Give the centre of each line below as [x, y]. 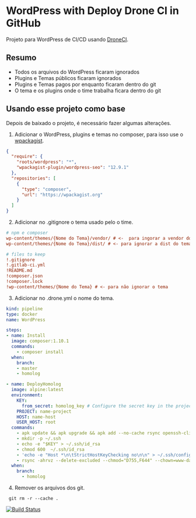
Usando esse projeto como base [66, 109]
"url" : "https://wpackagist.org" [62, 195]
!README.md [19, 271]
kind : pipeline [24, 309]
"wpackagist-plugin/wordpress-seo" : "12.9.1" [73, 168]
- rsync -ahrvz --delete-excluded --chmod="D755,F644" [85, 460]
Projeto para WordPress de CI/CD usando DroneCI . [67, 39]
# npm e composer [27, 233]
